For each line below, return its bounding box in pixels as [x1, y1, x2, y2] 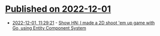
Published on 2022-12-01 [5, 3, 111, 15]
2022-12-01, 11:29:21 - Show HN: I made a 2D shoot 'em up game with [12, 20, 155, 26]
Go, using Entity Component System [12, 25, 86, 31]
